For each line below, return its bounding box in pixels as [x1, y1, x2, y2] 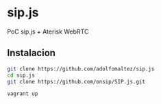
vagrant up [7, 90, 38, 97]
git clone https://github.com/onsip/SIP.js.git [7, 78, 146, 85]
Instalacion [7, 47, 56, 59]
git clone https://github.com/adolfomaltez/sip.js [7, 65, 155, 73]
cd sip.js [7, 72, 36, 79]
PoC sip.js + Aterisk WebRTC [7, 27, 89, 36]
